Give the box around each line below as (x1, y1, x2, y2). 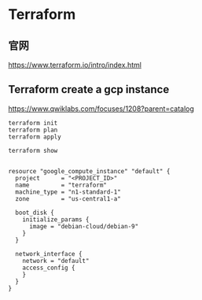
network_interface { (15, 250, 83, 257)
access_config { (22, 264, 76, 272)
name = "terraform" (15, 181, 108, 189)
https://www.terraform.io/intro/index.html (8, 61, 141, 69)
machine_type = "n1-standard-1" (15, 187, 122, 196)
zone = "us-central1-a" (15, 194, 122, 202)
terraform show (8, 146, 58, 154)
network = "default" (22, 257, 90, 265)
